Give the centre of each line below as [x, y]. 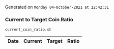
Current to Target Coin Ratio [39, 19]
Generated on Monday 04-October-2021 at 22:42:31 [57, 7]
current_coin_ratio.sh [28, 30]
